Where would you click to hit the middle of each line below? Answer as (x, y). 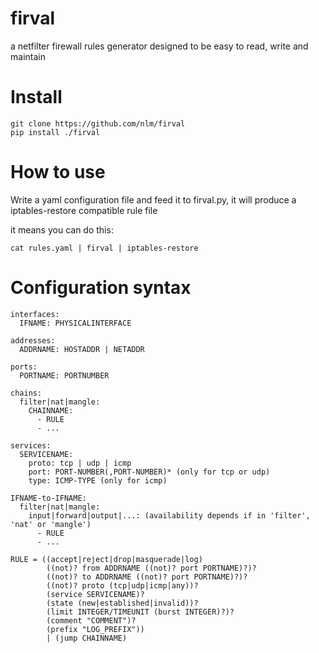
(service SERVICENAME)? (95, 594)
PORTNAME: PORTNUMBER (64, 375)
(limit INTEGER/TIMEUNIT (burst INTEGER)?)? (140, 612)
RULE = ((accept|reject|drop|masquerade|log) (106, 559)
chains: (26, 393)
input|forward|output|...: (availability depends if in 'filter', (169, 515)
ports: (24, 367)
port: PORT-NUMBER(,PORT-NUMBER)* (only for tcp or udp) (149, 472)
